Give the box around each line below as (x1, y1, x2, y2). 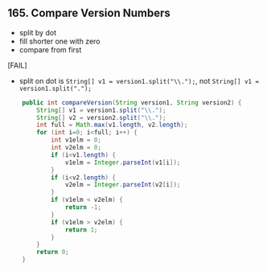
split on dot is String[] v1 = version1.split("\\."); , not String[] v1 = (18, 76, 259, 85)
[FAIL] (7, 60, 27, 70)
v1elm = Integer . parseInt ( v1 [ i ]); (64, 158, 181, 166)
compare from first (18, 44, 82, 55)
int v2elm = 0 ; (50, 144, 102, 152)
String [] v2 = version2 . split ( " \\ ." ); (36, 113, 166, 121)
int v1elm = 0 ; (50, 136, 102, 144)
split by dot (18, 27, 57, 37)
